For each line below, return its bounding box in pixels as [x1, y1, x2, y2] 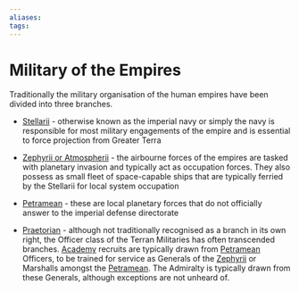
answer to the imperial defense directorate [21, 207, 179, 219]
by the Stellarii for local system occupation [21, 180, 180, 192]
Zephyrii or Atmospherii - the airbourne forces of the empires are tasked [21, 153, 288, 163]
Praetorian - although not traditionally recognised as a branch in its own [21, 225, 287, 236]
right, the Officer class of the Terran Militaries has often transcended [21, 234, 275, 246]
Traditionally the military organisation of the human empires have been [9, 89, 270, 100]
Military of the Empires [9, 60, 181, 80]
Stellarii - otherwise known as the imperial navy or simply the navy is [21, 116, 275, 127]
